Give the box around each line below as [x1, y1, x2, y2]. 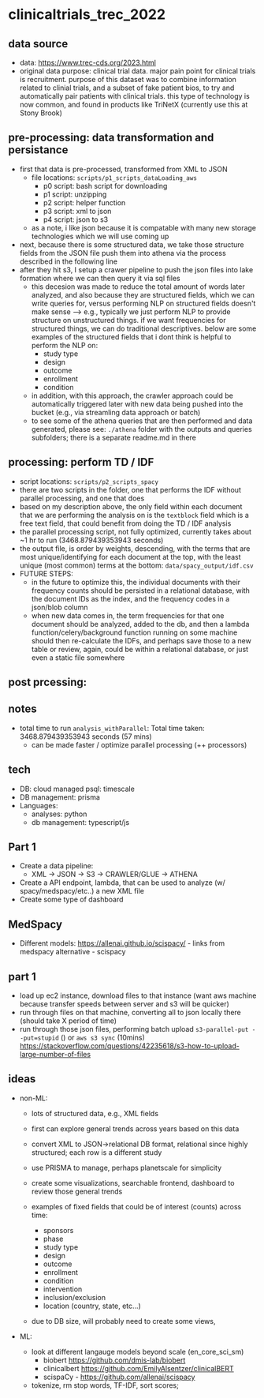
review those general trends [31, 1186, 123, 1196]
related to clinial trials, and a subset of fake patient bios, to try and [19, 83, 235, 92]
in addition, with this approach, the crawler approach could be [31, 391, 234, 400]
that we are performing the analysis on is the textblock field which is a [19, 510, 250, 519]
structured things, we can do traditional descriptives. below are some [31, 324, 257, 333]
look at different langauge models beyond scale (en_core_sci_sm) [31, 1347, 244, 1356]
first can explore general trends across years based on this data [31, 1123, 240, 1134]
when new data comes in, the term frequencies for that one [31, 610, 225, 620]
